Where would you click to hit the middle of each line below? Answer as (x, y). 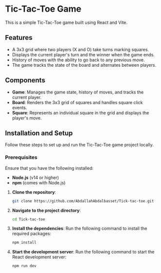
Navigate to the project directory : (46, 210)
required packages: (32, 234)
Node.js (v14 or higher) (36, 177)
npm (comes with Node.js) (39, 182)
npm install (24, 243)
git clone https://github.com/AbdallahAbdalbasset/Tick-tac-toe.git (83, 201)
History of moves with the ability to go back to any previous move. (78, 60)
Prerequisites (21, 158)
